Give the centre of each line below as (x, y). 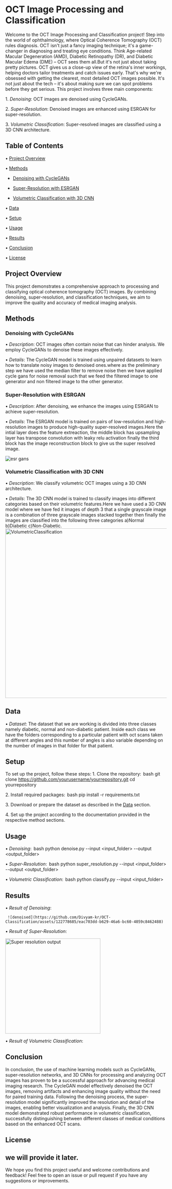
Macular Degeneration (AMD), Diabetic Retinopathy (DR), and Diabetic (79, 56)
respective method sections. (35, 820)
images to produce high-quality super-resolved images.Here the (95, 427)
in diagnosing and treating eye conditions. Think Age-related (88, 51)
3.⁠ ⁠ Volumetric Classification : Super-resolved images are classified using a (83, 124)
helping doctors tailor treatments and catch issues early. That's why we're (83, 72)
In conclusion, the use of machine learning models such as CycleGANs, (81, 1069)
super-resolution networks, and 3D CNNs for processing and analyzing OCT (86, 1075)
